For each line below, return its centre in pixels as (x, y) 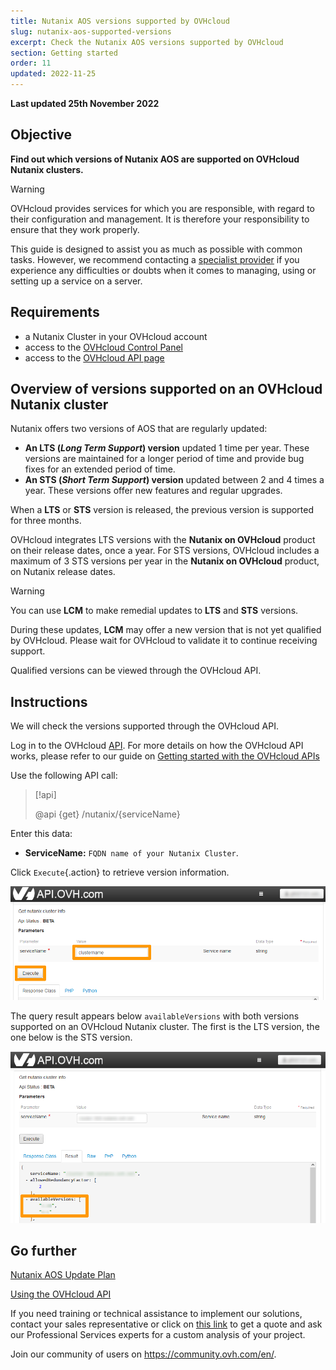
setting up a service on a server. (76, 281)
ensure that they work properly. (75, 229)
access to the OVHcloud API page (94, 357)
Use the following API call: (64, 776)
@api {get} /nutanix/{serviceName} (107, 814)
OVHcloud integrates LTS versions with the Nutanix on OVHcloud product (163, 540)
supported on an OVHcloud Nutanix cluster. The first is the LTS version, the (165, 1027)
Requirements (55, 312)
